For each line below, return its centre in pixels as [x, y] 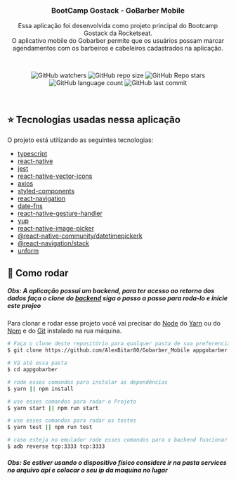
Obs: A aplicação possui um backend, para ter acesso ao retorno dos [111, 291]
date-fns [30, 206]
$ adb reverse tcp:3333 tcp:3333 [56, 447]
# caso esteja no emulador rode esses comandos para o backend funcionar [118, 440]
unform [28, 251]
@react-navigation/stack [53, 243]
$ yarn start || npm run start [53, 408]
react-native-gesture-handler [60, 214]
